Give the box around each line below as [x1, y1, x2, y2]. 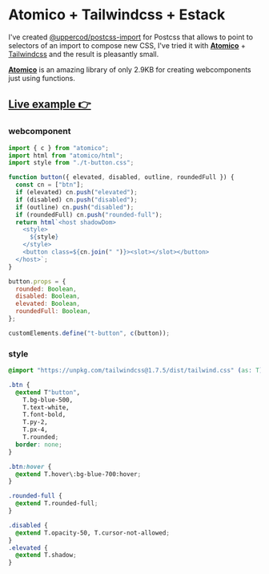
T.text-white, [22, 403, 70, 411]
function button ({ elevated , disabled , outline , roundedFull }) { [8, 173, 235, 181]
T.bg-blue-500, [22, 396, 74, 404]
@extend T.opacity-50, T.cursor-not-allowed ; [15, 528, 171, 537]
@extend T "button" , [15, 388, 81, 397]
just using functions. [8, 73, 76, 83]
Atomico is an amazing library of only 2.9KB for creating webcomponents [8, 64, 251, 74]
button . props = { [8, 277, 66, 286]
